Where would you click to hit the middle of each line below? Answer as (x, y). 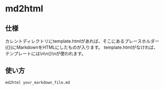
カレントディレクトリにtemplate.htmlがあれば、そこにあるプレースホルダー (82, 41)
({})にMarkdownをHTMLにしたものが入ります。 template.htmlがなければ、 (82, 47)
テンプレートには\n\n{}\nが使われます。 (46, 53)
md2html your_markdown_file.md (38, 83)
